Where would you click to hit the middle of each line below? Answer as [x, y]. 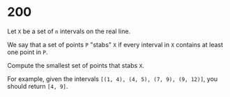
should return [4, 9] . [38, 86]
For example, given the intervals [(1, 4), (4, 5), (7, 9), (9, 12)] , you [113, 79]
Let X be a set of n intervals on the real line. [69, 31]
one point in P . [28, 52]
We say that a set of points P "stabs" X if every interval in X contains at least [115, 44]
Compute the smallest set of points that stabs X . [76, 65]
